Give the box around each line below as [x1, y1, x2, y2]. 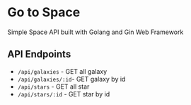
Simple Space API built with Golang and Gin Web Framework [7, 28, 184, 36]
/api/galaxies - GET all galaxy [17, 67, 108, 75]
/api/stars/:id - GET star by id [17, 89, 110, 98]
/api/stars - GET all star [17, 82, 90, 91]
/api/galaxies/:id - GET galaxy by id [17, 74, 126, 83]
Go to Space [7, 4, 81, 21]
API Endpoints [7, 48, 71, 60]
